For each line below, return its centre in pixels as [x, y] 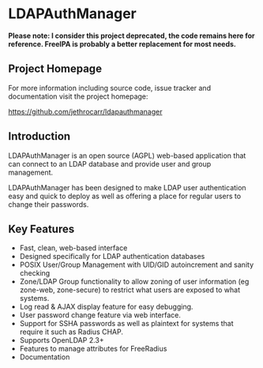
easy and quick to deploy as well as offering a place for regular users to [125, 196]
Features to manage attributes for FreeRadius [93, 349]
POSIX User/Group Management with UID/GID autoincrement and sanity [137, 265]
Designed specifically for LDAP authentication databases [112, 257]
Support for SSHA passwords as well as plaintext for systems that [127, 324]
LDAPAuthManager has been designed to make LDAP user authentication [127, 187]
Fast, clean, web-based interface [73, 248]
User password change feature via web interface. [100, 315]
